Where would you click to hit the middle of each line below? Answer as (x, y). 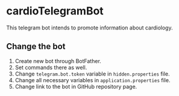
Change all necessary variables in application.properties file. (93, 80)
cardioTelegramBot (55, 11)
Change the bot (36, 46)
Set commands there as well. (51, 67)
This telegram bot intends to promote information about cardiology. (89, 28)
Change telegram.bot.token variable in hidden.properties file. (92, 74)
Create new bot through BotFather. (58, 61)
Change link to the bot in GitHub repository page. (76, 86)
